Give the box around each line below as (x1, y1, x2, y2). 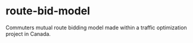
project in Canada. (5, 30, 51, 37)
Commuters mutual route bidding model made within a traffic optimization (5, 24, 188, 31)
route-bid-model (5, 4, 90, 18)
